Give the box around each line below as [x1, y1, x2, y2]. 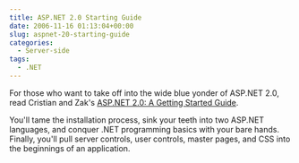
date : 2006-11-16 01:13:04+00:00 [9, 21, 134, 30]
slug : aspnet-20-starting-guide [9, 30, 130, 39]
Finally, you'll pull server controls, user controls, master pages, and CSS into [9, 133, 291, 144]
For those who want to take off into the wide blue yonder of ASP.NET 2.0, [9, 87, 279, 99]
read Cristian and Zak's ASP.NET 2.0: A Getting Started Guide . [9, 97, 239, 107]
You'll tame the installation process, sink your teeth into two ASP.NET [9, 114, 265, 125]
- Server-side [17, 47, 70, 56]
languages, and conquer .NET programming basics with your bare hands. [9, 124, 280, 134]
